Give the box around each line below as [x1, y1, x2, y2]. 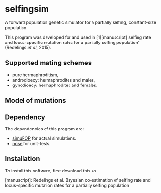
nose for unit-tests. [12, 140, 51, 146]
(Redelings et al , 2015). [5, 44, 51, 50]
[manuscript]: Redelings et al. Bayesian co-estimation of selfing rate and [5, 177, 151, 183]
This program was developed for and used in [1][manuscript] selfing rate [5, 34, 151, 40]
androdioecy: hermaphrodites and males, [12, 77, 95, 83]
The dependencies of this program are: [5, 126, 84, 131]
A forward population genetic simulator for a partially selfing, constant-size [5, 20, 157, 25]
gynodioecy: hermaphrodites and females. [12, 82, 98, 88]
